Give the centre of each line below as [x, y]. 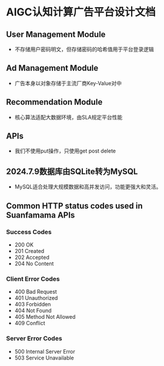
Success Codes [29, 232]
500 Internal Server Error [45, 351]
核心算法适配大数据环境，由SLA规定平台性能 [68, 117]
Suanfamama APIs [41, 215]
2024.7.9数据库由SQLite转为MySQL [72, 171]
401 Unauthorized [36, 298]
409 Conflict [30, 323]
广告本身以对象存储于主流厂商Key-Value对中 [68, 83]
